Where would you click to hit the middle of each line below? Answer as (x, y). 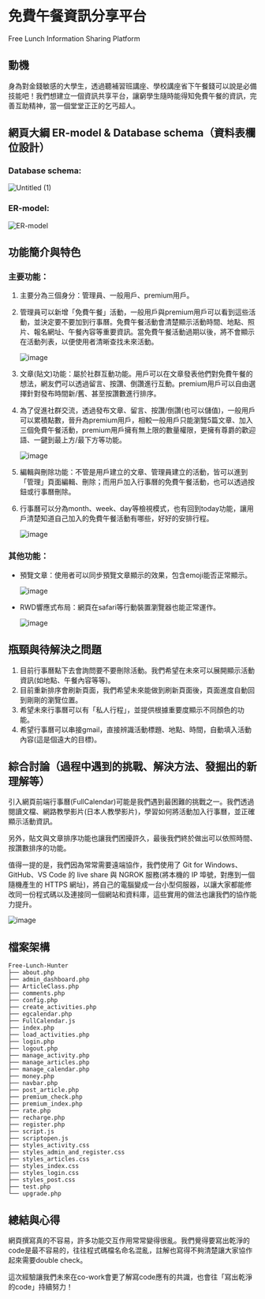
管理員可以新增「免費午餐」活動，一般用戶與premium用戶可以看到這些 (134, 312)
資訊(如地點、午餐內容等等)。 (67, 680)
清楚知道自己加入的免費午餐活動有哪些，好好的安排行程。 (120, 519)
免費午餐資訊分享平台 (78, 16)
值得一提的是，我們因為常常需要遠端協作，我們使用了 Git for (106, 865)
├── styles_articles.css (49, 1159)
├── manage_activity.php (49, 1056)
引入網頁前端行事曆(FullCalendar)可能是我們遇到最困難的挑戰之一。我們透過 (131, 802)
